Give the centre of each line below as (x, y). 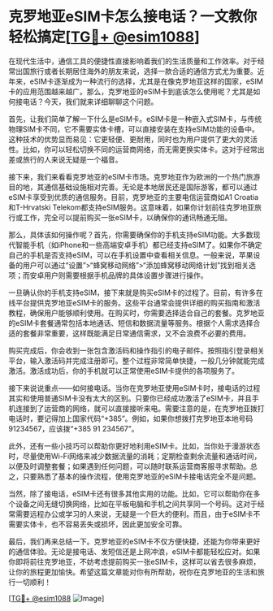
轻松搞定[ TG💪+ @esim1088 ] (104, 37)
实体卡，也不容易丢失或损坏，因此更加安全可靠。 (104, 524)
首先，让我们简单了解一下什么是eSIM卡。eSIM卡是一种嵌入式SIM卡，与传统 (135, 119)
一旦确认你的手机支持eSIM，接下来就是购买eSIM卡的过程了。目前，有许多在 (136, 292)
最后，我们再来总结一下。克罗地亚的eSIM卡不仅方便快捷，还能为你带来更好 (134, 541)
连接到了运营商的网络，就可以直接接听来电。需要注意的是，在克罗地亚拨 (136, 408)
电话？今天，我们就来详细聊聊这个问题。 (90, 102)
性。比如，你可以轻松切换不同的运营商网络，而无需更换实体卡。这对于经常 (133, 149)
